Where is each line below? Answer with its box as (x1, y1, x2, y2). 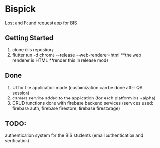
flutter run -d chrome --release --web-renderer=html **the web (12, 52, 141, 58)
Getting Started (5, 34, 53, 42)
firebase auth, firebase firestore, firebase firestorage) (12, 105, 120, 111)
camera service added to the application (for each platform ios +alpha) (12, 95, 156, 101)
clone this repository (12, 47, 54, 52)
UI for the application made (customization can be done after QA (12, 84, 143, 90)
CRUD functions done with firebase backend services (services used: (12, 100, 153, 106)
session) (12, 90, 30, 96)
